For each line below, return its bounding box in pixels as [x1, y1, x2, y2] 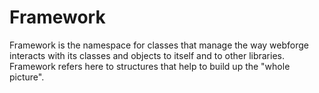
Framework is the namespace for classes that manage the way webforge [9, 39, 310, 51]
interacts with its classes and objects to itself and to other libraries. [9, 49, 286, 61]
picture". [9, 71, 45, 83]
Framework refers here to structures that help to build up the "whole [9, 60, 291, 72]
